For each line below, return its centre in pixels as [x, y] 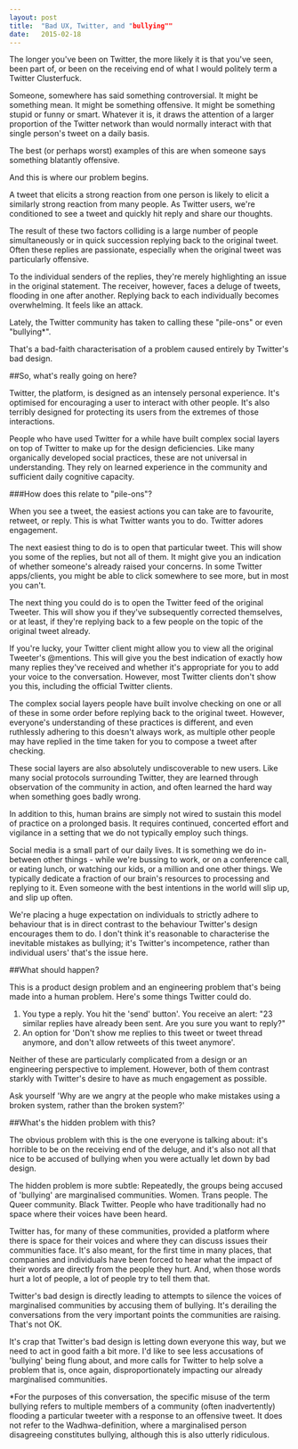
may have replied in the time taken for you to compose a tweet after [133, 742]
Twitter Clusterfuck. [45, 78]
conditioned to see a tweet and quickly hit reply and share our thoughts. [141, 214]
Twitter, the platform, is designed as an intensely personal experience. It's [145, 393]
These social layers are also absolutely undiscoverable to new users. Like [144, 769]
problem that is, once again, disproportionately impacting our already [136, 1371]
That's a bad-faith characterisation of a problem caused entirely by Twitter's [149, 350]
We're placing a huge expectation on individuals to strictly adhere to [134, 915]
